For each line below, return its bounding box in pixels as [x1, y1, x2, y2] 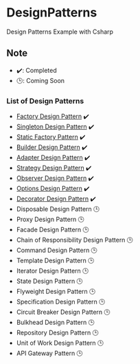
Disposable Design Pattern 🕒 [16, 205, 100, 214]
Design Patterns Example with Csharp [6, 27, 114, 36]
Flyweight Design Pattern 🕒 [16, 287, 96, 296]
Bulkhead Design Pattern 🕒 [16, 318, 95, 327]
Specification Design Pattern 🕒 [16, 297, 106, 306]
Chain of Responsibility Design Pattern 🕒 [16, 236, 133, 244]
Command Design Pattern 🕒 [16, 246, 97, 255]
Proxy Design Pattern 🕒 [16, 215, 85, 224]
